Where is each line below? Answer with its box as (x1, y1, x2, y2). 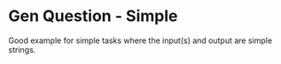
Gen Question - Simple (8, 6, 178, 26)
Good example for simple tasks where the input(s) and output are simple (8, 35, 272, 46)
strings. (8, 44, 36, 54)
